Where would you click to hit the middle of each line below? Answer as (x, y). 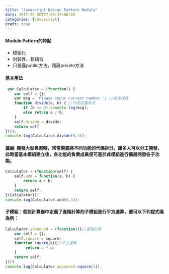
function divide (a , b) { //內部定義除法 (55, 103)
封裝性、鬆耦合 (28, 59)
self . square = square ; (38, 238)
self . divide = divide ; (38, 122)
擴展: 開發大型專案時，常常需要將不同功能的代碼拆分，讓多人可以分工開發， (83, 148)
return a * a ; (40, 248)
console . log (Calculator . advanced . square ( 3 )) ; (54, 266)
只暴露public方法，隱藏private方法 (48, 66)
